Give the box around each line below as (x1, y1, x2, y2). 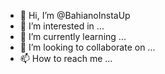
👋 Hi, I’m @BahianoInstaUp (19, 10, 131, 21)
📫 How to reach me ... (19, 53, 113, 64)
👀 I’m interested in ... (19, 20, 105, 32)
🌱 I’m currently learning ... (19, 31, 127, 42)
